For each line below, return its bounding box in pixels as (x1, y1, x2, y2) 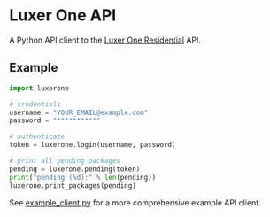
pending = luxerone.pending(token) (9, 165, 141, 174)
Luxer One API (9, 5, 117, 26)
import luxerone (9, 83, 69, 93)
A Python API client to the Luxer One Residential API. (9, 35, 202, 45)
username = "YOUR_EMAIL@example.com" (9, 108, 149, 117)
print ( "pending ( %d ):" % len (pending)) (9, 173, 157, 182)
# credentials (9, 99, 62, 109)
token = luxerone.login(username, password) (9, 141, 176, 150)
